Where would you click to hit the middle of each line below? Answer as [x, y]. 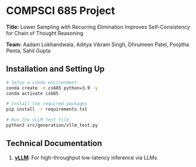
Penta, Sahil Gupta [28, 50]
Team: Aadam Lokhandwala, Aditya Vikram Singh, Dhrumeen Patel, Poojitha [98, 44]
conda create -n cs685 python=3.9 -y [52, 88]
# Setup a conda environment [42, 82]
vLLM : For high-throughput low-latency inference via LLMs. [87, 157]
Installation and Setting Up [56, 69]
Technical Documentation [54, 143]
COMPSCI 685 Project [61, 11]
